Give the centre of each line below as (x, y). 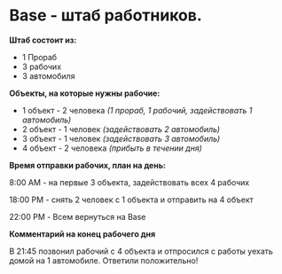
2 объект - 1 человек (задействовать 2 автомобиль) (121, 129)
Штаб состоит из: (43, 40)
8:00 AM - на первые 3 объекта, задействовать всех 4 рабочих (129, 182)
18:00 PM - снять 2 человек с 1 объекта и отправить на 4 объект (132, 200)
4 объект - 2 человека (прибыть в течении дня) (112, 148)
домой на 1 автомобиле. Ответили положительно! (104, 260)
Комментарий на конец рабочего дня (82, 234)
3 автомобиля (48, 75)
